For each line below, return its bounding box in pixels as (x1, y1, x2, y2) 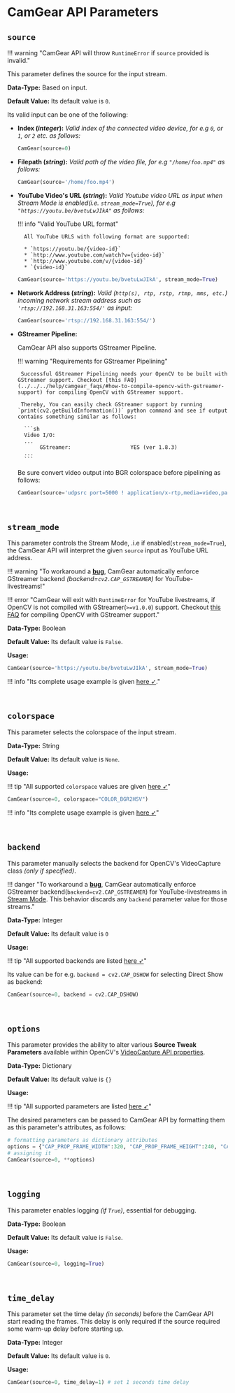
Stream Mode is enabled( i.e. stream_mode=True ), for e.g (17, 199, 176, 207)
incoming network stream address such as (17, 296, 141, 304)
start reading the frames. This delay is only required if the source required (7, 1317, 220, 1326)
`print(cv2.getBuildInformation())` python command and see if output (17, 407, 228, 414)
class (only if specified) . (7, 866, 77, 875)
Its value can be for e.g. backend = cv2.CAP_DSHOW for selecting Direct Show (7, 970, 224, 978)
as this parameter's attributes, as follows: (7, 1123, 127, 1131)
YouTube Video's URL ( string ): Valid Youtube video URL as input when (17, 191, 223, 199)
